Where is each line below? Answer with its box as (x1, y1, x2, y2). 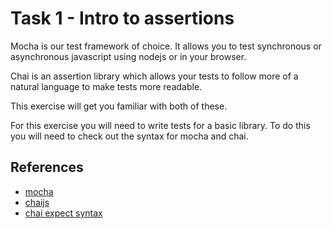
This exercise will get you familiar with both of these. (10, 100, 228, 112)
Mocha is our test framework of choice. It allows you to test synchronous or (10, 40, 322, 52)
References (10, 159, 84, 176)
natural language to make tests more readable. (10, 80, 203, 92)
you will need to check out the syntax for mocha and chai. (10, 130, 249, 142)
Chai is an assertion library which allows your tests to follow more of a (10, 70, 299, 82)
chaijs (24, 196, 50, 208)
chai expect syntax (24, 207, 103, 219)
